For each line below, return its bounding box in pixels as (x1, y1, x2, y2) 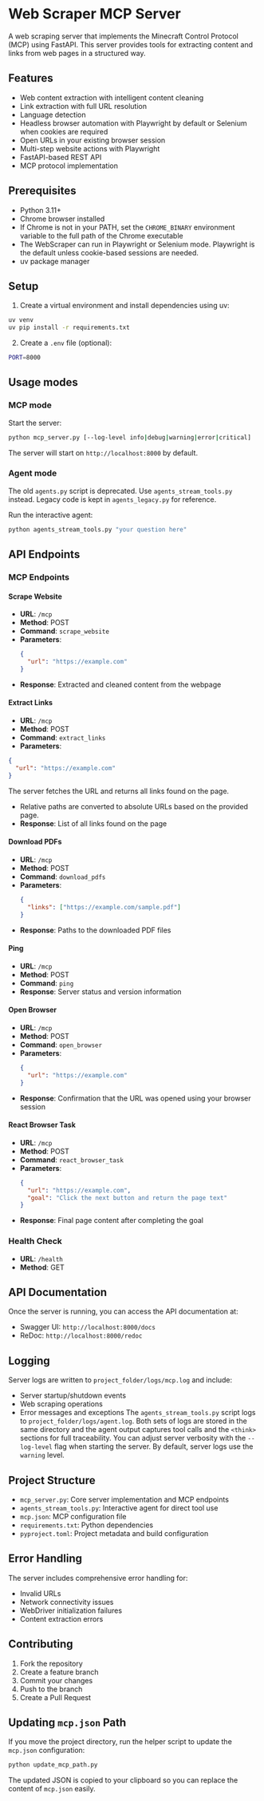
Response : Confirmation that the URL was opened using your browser (19, 1093, 251, 1103)
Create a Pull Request (19, 1692, 92, 1702)
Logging (8, 1354, 50, 1367)
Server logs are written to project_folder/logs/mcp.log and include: (8, 1375, 233, 1385)
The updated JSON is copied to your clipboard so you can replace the (8, 1775, 238, 1785)
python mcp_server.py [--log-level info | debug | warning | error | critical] (8, 433, 251, 441)
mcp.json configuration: (8, 1746, 85, 1755)
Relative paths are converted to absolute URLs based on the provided (19, 801, 249, 811)
